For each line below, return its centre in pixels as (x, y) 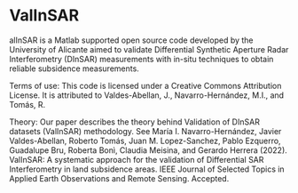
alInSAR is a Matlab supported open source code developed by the (132, 40)
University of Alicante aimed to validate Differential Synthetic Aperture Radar (149, 49)
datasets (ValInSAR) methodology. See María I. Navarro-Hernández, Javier (145, 131)
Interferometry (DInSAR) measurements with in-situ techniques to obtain (141, 59)
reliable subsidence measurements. (74, 68)
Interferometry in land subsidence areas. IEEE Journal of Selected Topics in (147, 169)
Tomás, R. (27, 104)
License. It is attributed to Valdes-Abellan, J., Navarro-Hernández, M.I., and (147, 95)
